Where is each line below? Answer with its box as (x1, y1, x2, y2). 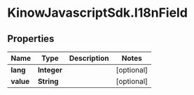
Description (69, 54, 109, 63)
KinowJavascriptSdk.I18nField (7, 5, 188, 21)
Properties (7, 33, 55, 45)
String (37, 77, 59, 86)
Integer (37, 65, 63, 75)
